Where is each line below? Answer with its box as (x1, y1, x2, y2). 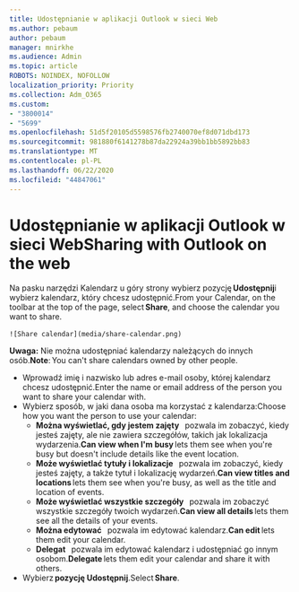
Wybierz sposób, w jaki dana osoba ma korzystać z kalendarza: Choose (21, 401, 286, 412)
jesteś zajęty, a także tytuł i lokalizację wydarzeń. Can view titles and (35, 467, 290, 479)
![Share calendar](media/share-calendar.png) (9, 330, 182, 339)
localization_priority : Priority (9, 81, 134, 90)
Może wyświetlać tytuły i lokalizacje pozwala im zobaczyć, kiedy (35, 458, 284, 469)
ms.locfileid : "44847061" (9, 175, 106, 184)
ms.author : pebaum (9, 23, 78, 33)
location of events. (35, 487, 105, 498)
